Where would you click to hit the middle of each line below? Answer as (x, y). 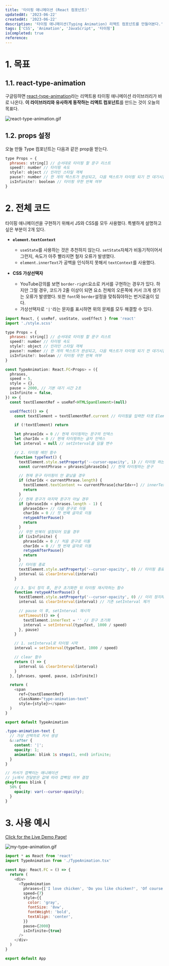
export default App (26, 958)
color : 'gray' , (43, 903)
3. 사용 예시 (28, 823)
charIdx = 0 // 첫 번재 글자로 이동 (57, 546)
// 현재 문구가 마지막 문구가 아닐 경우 (54, 499)
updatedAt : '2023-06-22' (31, 15)
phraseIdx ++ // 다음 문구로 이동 (55, 508)
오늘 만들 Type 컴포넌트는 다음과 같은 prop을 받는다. (57, 148)
